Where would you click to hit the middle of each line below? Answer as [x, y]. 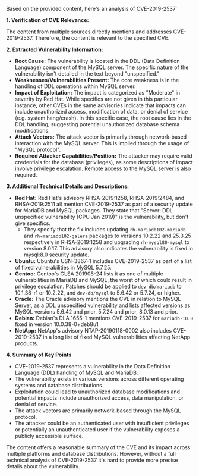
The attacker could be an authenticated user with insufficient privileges [102, 423]
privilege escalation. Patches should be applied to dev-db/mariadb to [98, 286]
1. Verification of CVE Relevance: [48, 20]
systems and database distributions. [59, 385]
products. [26, 343]
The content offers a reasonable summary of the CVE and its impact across [98, 447]
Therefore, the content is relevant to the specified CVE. [102, 38]
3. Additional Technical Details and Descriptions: [68, 186]
